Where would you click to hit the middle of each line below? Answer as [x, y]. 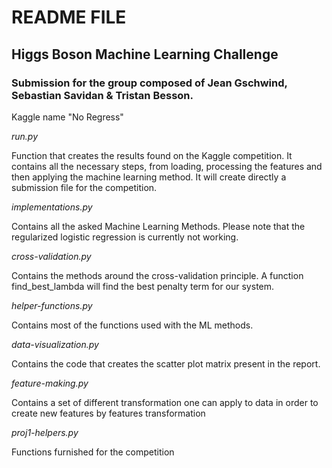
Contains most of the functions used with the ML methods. [132, 325]
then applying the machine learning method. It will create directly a [149, 177]
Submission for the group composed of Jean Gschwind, [149, 83]
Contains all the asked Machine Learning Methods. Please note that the [158, 226]
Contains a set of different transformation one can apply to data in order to [165, 402]
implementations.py [52, 207]
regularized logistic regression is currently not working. [125, 237]
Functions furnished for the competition [93, 452]
